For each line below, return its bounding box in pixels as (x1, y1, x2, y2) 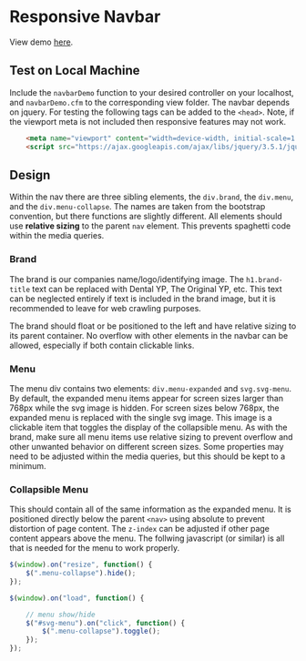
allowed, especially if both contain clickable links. (9, 340, 195, 351)
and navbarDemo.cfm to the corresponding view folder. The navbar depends (9, 97, 291, 107)
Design (9, 167, 51, 183)
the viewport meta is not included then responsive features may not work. (9, 116, 287, 127)
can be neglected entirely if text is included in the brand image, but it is (9, 293, 276, 304)
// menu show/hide (25, 610, 96, 619)
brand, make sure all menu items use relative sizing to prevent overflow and (9, 431, 293, 442)
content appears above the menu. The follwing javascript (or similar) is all (9, 533, 285, 544)
